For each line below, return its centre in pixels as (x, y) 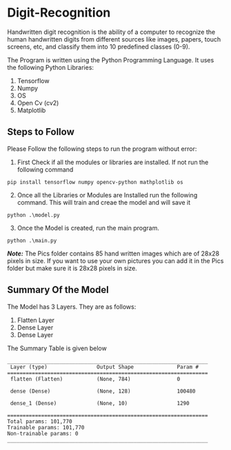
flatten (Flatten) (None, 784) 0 (95, 379)
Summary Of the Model (58, 290)
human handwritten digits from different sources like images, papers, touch (114, 39)
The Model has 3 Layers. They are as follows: (72, 307)
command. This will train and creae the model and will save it (104, 202)
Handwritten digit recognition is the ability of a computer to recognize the (111, 32)
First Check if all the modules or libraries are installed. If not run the (113, 162)
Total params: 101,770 (40, 421)
